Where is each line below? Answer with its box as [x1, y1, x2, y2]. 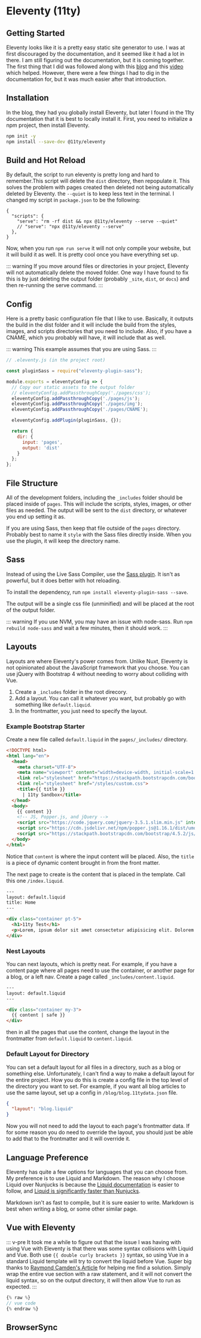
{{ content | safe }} [11, 1012, 66, 1018]
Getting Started [6, 28, 65, 38]
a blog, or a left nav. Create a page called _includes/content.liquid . [6, 973, 175, 980]
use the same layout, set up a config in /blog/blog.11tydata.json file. [6, 1089, 178, 1096]
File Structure [6, 478, 58, 488]
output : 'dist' [22, 444, 60, 451]
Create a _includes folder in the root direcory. [14, 688, 127, 695]
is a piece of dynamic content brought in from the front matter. [6, 859, 160, 866]
